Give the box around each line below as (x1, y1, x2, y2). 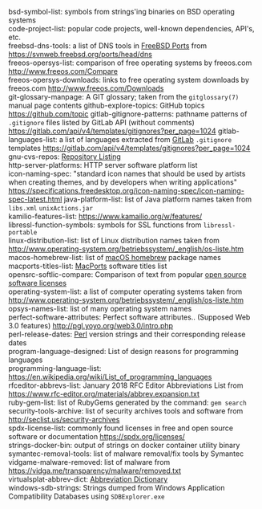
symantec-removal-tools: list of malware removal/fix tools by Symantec (8, 449, 244, 458)
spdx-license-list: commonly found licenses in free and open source (8, 423, 234, 433)
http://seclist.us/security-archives (8, 415, 120, 424)
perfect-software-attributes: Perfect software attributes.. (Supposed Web (8, 312, 251, 322)
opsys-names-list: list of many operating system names (8, 304, 192, 313)
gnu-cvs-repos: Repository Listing (8, 152, 122, 161)
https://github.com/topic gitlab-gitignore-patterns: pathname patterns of (8, 109, 248, 119)
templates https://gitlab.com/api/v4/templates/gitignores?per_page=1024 (8, 144, 251, 153)
